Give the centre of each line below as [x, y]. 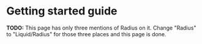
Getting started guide [62, 11]
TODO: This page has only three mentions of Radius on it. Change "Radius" [101, 28]
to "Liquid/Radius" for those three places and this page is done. [86, 34]
